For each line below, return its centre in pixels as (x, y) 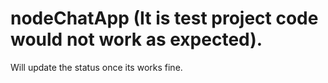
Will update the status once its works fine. (96, 67)
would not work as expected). (136, 39)
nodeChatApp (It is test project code (164, 18)
